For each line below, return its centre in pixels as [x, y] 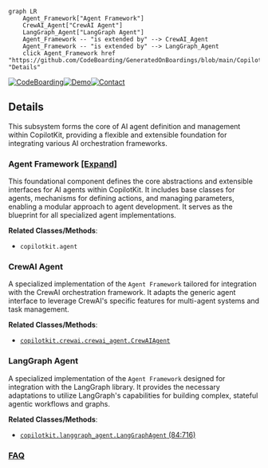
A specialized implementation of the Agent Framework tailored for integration [132, 284]
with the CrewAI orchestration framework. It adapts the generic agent [122, 293]
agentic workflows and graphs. [59, 403]
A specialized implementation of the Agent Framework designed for [117, 378]
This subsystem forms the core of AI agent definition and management [124, 126]
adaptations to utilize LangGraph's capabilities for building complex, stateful [133, 395]
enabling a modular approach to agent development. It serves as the [120, 206]
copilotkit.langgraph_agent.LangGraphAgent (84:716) [108, 435]
